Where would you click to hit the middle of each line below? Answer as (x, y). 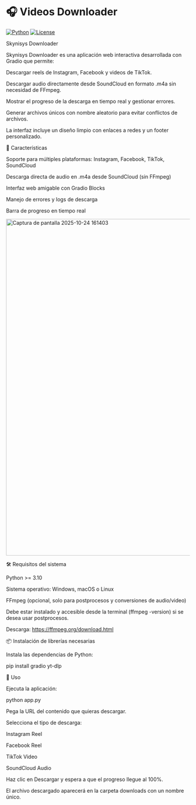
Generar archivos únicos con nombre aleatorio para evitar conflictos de (92, 112)
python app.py (24, 700)
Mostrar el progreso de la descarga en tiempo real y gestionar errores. (91, 101)
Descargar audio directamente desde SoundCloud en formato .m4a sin (91, 84)
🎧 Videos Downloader (62, 12)
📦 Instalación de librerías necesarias (50, 641)
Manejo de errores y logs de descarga (52, 199)
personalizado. (24, 136)
